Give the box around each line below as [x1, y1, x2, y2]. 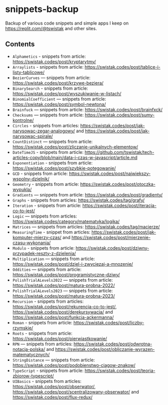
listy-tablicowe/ [12, 69, 45, 75]
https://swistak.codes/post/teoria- [84, 367, 155, 373]
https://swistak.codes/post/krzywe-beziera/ [12, 80, 104, 86]
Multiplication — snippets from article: [12, 256, 95, 262]
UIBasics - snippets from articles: [12, 378, 82, 384]
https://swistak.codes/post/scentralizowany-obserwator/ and [12, 388, 139, 394]
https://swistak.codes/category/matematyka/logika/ [12, 218, 120, 224]
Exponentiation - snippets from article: [12, 159, 93, 166]
